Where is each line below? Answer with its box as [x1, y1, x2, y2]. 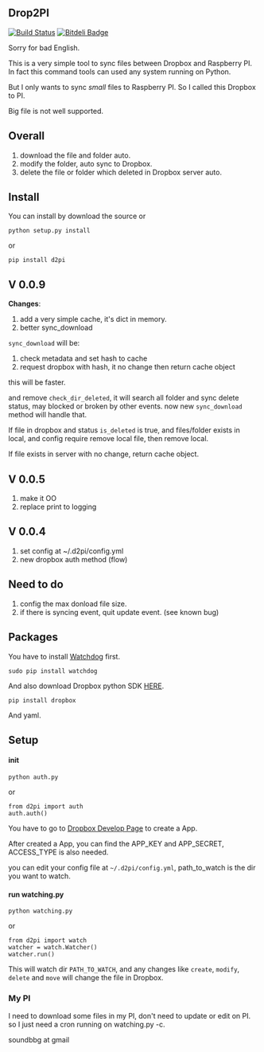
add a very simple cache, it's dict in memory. [19, 315, 167, 324]
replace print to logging [19, 502, 97, 512]
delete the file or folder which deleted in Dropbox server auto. [19, 167, 223, 177]
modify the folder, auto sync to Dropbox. [19, 158, 153, 168]
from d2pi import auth [8, 803, 83, 811]
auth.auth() [8, 810, 48, 818]
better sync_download [19, 323, 93, 333]
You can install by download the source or [8, 211, 146, 221]
